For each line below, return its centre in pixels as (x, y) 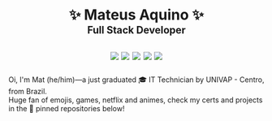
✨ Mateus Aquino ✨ (136, 15)
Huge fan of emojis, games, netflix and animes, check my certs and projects (136, 100)
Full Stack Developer (136, 30)
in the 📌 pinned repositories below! (67, 108)
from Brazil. (28, 91)
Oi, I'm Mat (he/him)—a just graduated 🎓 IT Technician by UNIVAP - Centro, (136, 80)
